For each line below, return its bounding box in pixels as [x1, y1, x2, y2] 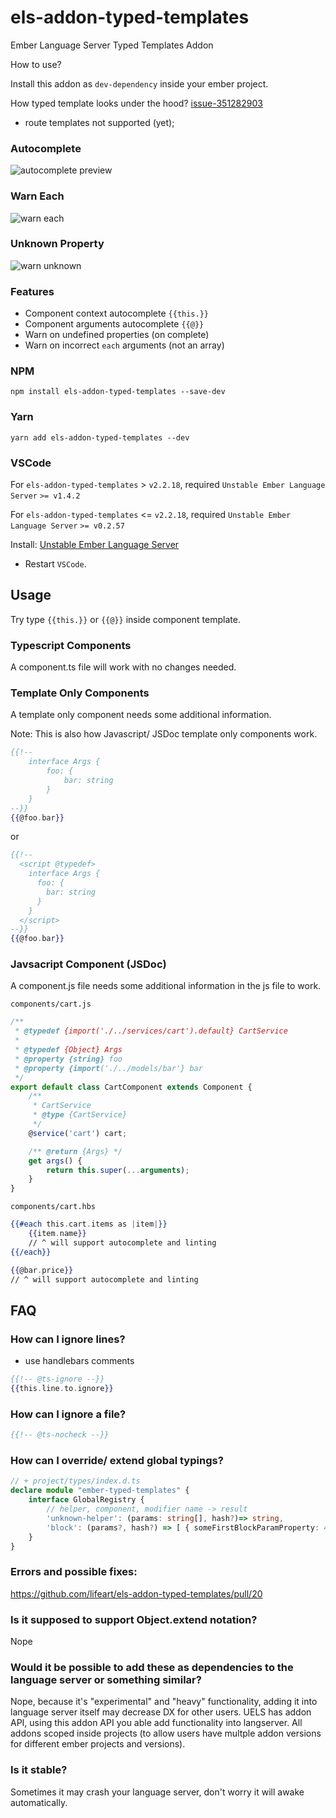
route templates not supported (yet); [24, 116, 175, 128]
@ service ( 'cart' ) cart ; [28, 1128, 128, 1138]
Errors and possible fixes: [10, 1565, 138, 1579]
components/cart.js [10, 999, 92, 1010]
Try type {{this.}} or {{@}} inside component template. [10, 613, 241, 625]
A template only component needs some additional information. [10, 709, 272, 721]
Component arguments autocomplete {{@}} [24, 318, 205, 330]
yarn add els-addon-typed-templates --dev [10, 432, 190, 443]
